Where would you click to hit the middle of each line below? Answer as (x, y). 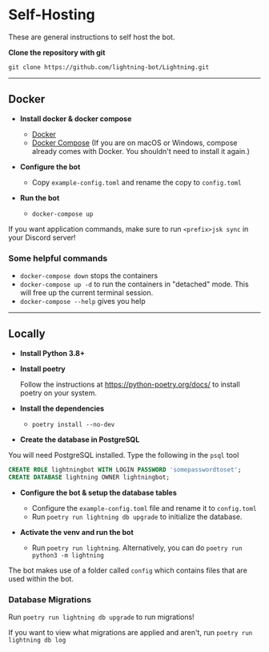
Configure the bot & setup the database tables (98, 492)
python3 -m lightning (68, 555)
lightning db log (37, 640)
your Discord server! (42, 237)
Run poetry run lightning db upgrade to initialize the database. (137, 516)
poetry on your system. (58, 393)
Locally (27, 334)
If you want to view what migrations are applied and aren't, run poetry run (130, 632)
